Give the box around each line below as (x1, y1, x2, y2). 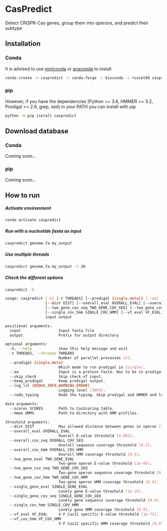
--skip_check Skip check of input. (9, 374, 103, 379)
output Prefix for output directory (9, 332, 119, 338)
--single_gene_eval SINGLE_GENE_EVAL (9, 484, 88, 489)
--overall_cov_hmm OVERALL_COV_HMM (9, 447, 83, 452)
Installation (5, 40, 41, 48)
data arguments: (5, 401, 39, 406)
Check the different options (5, 274, 64, 281)
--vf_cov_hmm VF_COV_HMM (9, 516, 61, 522)
